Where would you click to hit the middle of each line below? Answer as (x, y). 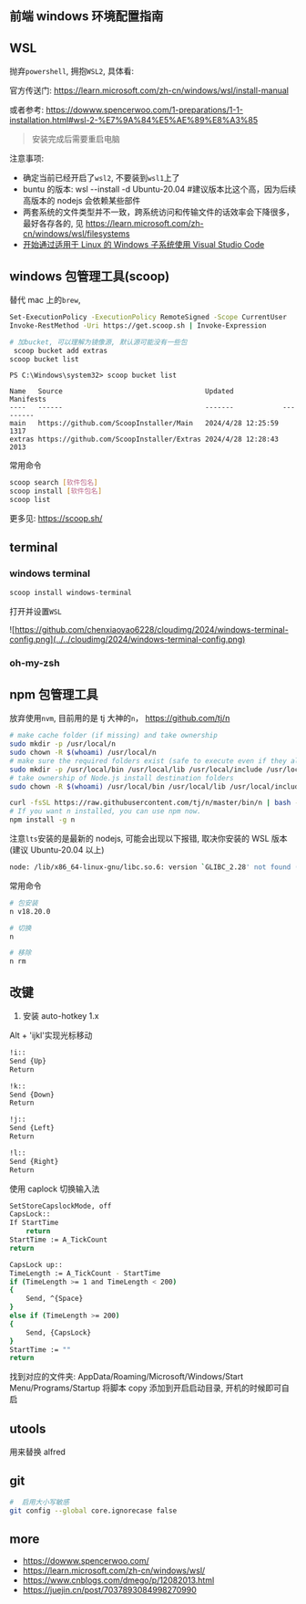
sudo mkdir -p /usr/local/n (63, 744)
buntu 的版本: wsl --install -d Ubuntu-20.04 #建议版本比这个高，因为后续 (159, 189)
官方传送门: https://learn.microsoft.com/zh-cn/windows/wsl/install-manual (149, 90)
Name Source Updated (122, 392)
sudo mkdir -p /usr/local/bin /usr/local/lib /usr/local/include (136, 770)
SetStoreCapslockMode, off (61, 1206)
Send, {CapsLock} (59, 1332)
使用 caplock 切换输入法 (55, 1189)
